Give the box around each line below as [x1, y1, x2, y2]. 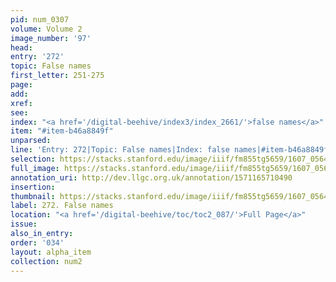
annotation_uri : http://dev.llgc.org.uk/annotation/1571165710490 [10, 172, 293, 183]
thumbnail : [10, 191, 56, 201]
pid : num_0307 [10, 14, 70, 25]
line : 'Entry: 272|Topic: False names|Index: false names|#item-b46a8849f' [10, 145, 333, 155]
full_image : [10, 163, 60, 173]
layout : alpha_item [10, 247, 92, 257]
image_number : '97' [10, 33, 92, 43]
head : [10, 42, 33, 53]
